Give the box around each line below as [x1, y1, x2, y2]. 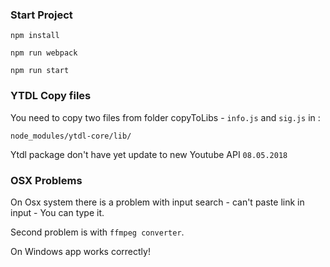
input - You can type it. [10, 206, 105, 218]
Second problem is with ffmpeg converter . [10, 226, 185, 238]
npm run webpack [10, 48, 78, 58]
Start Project [10, 8, 73, 22]
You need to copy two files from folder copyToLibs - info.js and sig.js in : [10, 111, 321, 123]
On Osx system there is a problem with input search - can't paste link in [10, 196, 305, 208]
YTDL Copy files [10, 89, 92, 103]
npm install [10, 31, 60, 41]
